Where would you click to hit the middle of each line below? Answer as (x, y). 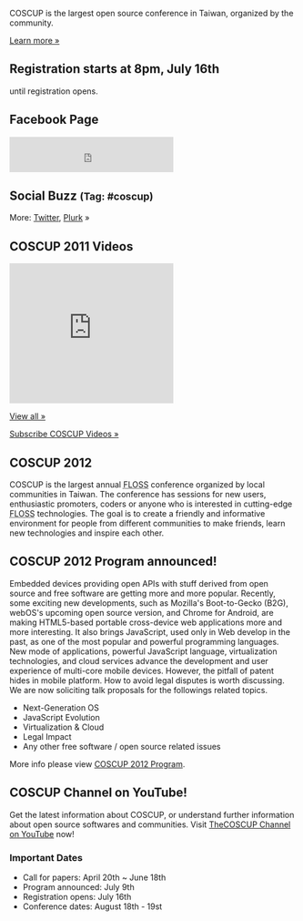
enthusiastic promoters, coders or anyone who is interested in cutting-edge (151, 504)
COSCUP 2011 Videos (71, 246)
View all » (28, 416)
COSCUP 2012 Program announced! (113, 562)
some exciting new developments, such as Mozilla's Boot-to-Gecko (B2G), (149, 603)
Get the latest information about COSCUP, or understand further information (152, 814)
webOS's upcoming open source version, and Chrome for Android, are (142, 612)
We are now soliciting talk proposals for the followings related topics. (139, 690)
